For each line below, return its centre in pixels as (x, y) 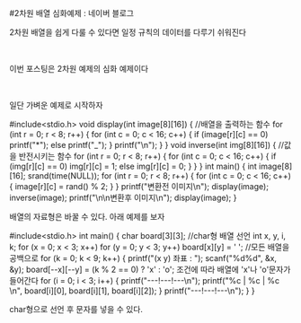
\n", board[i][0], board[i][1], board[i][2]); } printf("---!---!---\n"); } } (132, 291)
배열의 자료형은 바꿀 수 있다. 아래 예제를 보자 (87, 217)
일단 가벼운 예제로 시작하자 (56, 105)
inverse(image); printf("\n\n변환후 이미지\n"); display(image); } (123, 197)
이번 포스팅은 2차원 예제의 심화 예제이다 (79, 69)
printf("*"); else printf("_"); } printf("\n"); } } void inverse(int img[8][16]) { (143, 145)
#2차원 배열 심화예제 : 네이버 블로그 (72, 13)
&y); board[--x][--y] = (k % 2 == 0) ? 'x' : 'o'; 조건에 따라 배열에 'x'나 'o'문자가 (150, 269)
